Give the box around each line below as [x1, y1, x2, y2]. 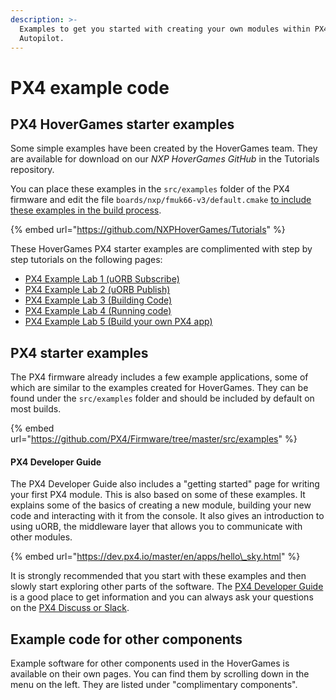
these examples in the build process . [10, 204, 162, 216]
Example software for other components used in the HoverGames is [10, 657, 290, 670]
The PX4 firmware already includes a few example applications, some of [10, 371, 309, 383]
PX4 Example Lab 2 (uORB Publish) [24, 284, 171, 296]
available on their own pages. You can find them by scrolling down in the [10, 668, 310, 680]
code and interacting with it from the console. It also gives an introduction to [10, 510, 325, 522]
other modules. [10, 531, 73, 543]
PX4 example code [10, 76, 170, 99]
